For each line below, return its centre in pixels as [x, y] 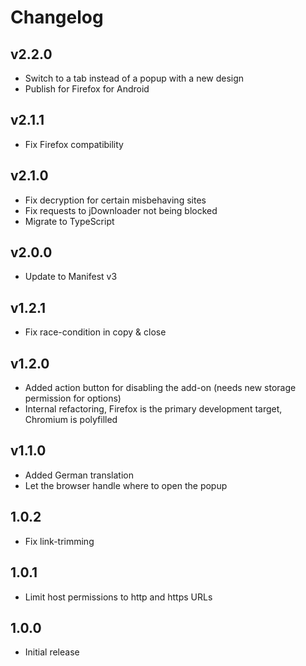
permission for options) [73, 398]
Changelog [57, 17]
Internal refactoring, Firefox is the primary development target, [153, 409]
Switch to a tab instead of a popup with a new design [134, 78]
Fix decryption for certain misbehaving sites [115, 200]
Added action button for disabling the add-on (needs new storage [160, 388]
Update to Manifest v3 [71, 277]
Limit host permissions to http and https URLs [118, 597]
